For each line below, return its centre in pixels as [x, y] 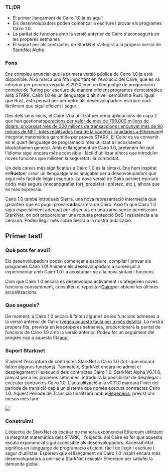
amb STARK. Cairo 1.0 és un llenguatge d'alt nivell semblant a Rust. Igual [80, 95]
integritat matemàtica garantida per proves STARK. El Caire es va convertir [82, 137]
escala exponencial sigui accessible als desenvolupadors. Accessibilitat [79, 443]
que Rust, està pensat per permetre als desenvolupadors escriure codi [78, 100]
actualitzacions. [22, 292]
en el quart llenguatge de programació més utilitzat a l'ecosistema [73, 142]
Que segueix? [22, 305]
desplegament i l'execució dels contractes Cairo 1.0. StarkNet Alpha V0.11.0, [83, 372]
